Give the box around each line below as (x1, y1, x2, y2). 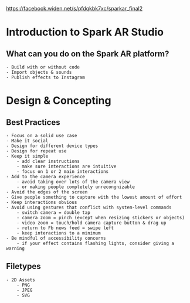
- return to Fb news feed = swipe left (16, 225, 114, 231)
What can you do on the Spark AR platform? (6, 49, 169, 59)
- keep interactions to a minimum (16, 230, 101, 236)
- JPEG (16, 287, 33, 293)
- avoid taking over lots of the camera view (16, 179, 130, 185)
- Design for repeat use (6, 148, 67, 154)
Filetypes (6, 261, 41, 271)
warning (6, 246, 25, 251)
